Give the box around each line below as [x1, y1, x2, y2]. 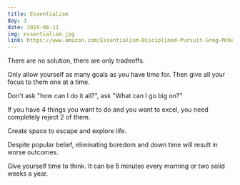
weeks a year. [7, 169, 49, 178]
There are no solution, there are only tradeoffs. [7, 56, 145, 65]
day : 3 [7, 17, 27, 24]
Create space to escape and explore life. [7, 127, 127, 135]
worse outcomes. [7, 148, 59, 157]
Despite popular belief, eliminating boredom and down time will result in [7, 140, 218, 149]
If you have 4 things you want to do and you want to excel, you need [7, 105, 209, 114]
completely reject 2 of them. [7, 113, 91, 122]
